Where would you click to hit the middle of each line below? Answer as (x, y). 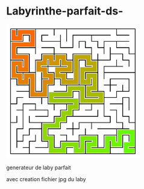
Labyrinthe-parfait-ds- (65, 11)
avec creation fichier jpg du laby (46, 179)
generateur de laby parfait (39, 167)
